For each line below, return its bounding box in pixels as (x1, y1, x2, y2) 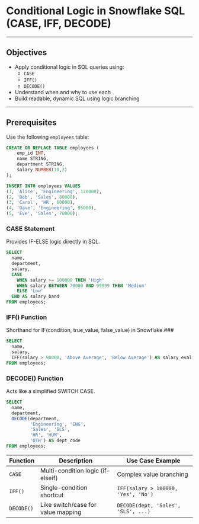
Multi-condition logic (40, 467, 99, 475)
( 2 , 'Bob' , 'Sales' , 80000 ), (6, 194, 78, 200)
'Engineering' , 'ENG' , (30, 421, 86, 427)
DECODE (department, (11, 416, 60, 421)
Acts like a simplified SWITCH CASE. (6, 388, 95, 395)
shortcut (40, 491, 64, 499)
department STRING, (17, 161, 65, 167)
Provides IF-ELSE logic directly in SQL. (6, 238, 101, 245)
